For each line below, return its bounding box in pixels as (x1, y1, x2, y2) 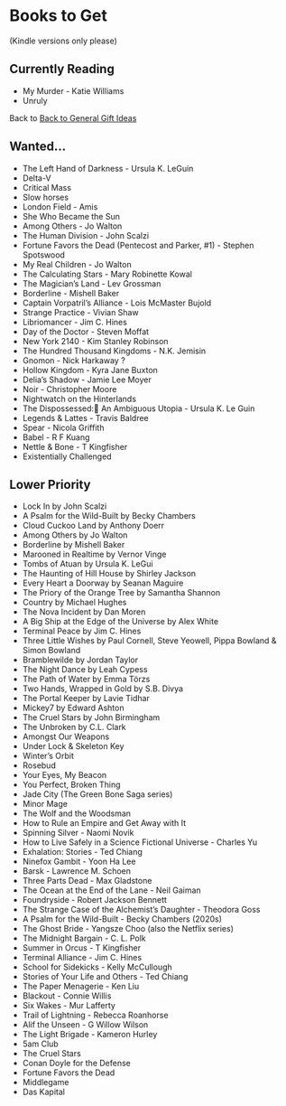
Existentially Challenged (22, 451, 112, 462)
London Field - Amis (22, 201, 98, 212)
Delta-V (22, 173, 51, 183)
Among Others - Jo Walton (22, 220, 123, 231)
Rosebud (22, 760, 56, 771)
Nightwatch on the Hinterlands (22, 393, 137, 404)
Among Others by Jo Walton (22, 530, 128, 540)
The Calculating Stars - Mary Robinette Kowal (22, 268, 192, 279)
